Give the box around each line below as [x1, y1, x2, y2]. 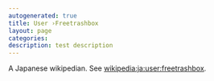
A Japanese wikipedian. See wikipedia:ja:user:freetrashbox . [8, 63, 207, 73]
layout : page [8, 26, 52, 34]
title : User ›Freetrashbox [8, 19, 99, 27]
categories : [8, 34, 48, 43]
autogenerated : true [8, 11, 78, 20]
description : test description [8, 42, 113, 50]
